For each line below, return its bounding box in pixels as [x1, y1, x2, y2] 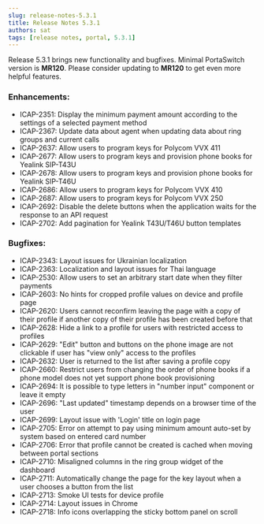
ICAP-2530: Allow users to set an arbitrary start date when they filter [19, 273, 243, 282]
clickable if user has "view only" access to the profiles [19, 347, 196, 357]
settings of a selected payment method [19, 117, 147, 127]
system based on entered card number [19, 431, 147, 441]
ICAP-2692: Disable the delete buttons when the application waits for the [19, 202, 257, 211]
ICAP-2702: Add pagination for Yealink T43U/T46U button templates [19, 218, 242, 228]
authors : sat [8, 26, 51, 34]
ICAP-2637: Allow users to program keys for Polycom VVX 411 [19, 143, 221, 152]
